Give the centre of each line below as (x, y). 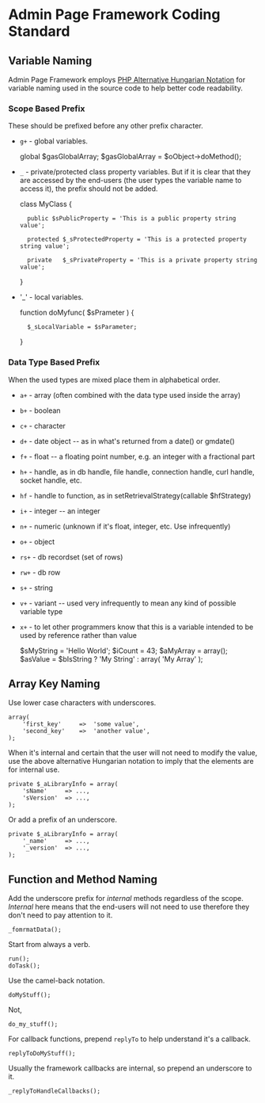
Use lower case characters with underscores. (82, 703)
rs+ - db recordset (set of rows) (71, 557)
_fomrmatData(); (35, 930)
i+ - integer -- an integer (60, 511)
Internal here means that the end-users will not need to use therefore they (129, 907)
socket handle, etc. (51, 480)
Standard (39, 31)
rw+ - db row (40, 572)
